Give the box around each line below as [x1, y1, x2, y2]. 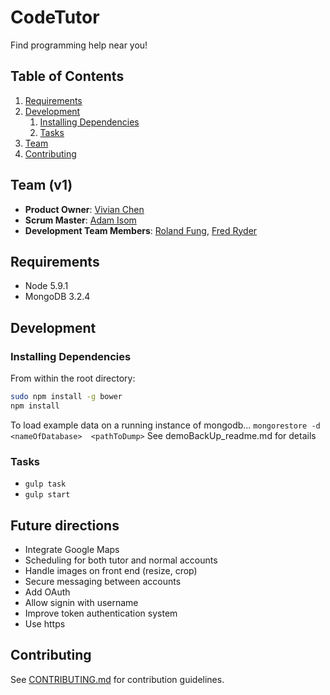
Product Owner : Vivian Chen [24, 203, 145, 215]
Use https [24, 617, 66, 630]
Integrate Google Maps [24, 543, 120, 555]
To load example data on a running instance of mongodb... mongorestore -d [10, 419, 321, 431]
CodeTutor [10, 6, 100, 29]
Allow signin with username [24, 596, 139, 608]
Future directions [10, 517, 120, 534]
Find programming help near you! [10, 39, 148, 51]
